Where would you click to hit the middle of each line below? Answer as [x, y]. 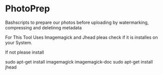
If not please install [25, 52]
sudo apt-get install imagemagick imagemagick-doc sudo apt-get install [79, 62]
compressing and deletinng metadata [44, 27]
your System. [19, 42]
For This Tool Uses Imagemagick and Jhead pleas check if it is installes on [81, 37]
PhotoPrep [28, 9]
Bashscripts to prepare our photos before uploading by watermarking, [77, 22]
